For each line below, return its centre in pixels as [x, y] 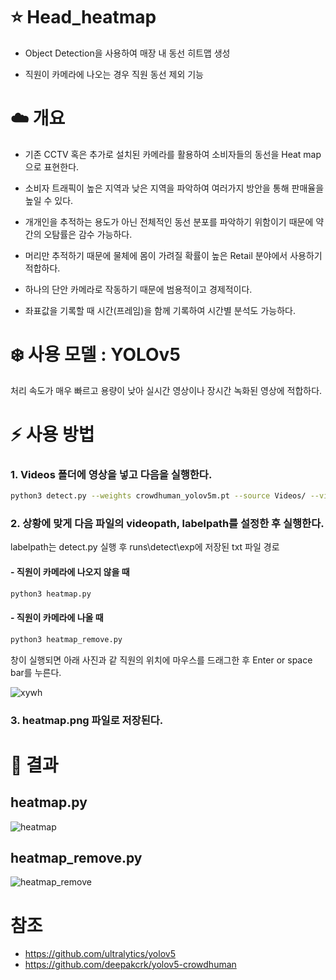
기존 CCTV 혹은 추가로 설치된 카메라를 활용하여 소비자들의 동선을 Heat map [173, 154]
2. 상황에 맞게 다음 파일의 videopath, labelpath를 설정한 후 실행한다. [167, 524]
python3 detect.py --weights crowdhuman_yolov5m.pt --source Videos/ [158, 496]
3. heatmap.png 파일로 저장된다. [87, 720]
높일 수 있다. [49, 200]
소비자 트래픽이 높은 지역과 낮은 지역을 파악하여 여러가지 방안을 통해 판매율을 [174, 188]
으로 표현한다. [52, 166]
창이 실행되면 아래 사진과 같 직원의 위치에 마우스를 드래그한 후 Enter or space [161, 660]
